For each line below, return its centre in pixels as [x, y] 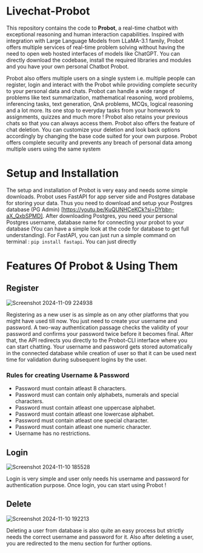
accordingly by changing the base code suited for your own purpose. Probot [102, 136]
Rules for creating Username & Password [68, 375]
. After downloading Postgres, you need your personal [110, 215]
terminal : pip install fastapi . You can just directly [72, 241]
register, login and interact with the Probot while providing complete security [102, 84]
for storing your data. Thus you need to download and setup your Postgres [99, 203]
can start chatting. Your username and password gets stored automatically [99, 347]
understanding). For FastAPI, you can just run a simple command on [91, 235]
